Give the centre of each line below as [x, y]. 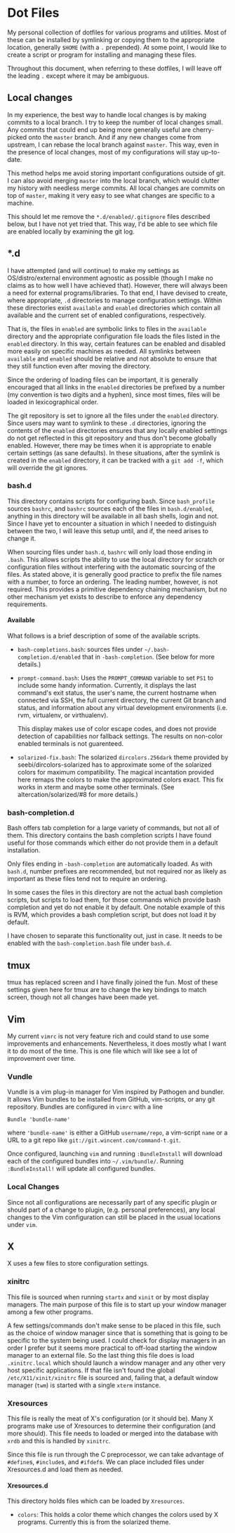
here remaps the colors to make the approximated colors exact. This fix [120, 779]
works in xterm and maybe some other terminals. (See [96, 787]
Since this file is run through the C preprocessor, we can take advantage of [116, 1454]
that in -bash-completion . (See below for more [148, 657]
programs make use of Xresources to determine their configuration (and [112, 1426]
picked [17, 137]
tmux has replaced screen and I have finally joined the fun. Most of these [113, 982]
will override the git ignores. [48, 467]
